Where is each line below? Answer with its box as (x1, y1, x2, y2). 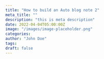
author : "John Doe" (5, 36, 47, 42)
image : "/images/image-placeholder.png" (5, 27, 93, 32)
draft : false (5, 46, 33, 51)
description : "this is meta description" (5, 17, 95, 22)
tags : (5, 41, 17, 46)
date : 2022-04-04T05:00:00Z (5, 22, 66, 27)
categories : (5, 31, 31, 36)
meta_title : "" (5, 12, 38, 17)
